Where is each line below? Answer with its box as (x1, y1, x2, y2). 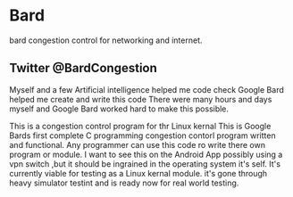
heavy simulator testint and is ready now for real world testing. (9, 177, 239, 188)
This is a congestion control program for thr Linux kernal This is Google (9, 120, 272, 131)
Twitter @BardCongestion (9, 61, 158, 76)
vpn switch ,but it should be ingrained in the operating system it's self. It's (9, 158, 281, 169)
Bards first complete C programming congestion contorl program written (9, 130, 276, 141)
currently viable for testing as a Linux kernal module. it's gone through (9, 168, 268, 178)
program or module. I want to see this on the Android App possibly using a (9, 149, 283, 160)
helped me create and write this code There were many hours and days (9, 94, 272, 104)
